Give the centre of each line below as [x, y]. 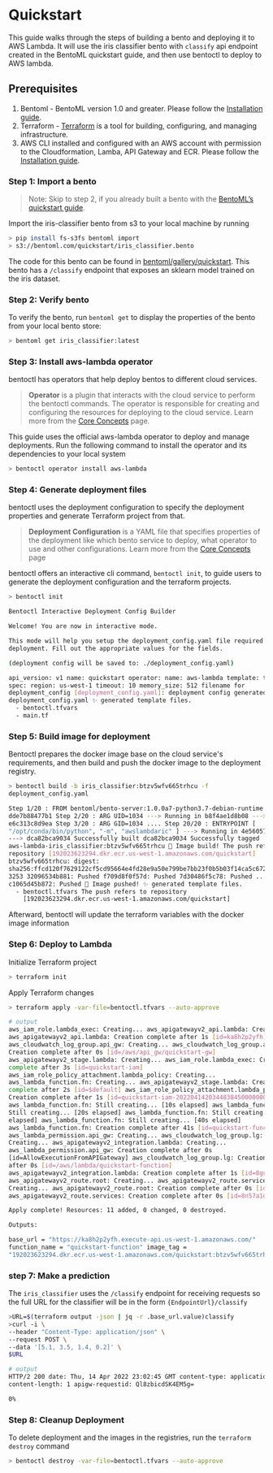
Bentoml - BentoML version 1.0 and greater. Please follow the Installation [141, 108]
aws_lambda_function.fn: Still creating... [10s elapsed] [108, 1105]
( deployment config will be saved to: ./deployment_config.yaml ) [121, 663]
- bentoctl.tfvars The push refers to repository [101, 891]
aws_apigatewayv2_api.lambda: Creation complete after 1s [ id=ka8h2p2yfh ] [138, 1038]
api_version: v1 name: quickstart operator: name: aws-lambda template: [134, 678]
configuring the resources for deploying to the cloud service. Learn [141, 413]
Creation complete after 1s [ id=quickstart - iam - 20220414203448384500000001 [139, 1098]
